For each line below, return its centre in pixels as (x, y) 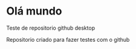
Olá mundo (34, 11)
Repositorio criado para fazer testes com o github (68, 39)
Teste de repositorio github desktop (51, 28)
